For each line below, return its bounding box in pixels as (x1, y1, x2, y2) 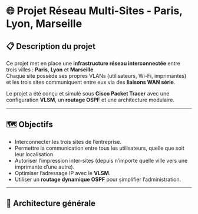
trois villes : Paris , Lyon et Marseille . (6, 66, 95, 73)
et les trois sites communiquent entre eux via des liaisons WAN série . (6, 78, 176, 85)
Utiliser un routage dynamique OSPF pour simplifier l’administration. (14, 176, 181, 183)
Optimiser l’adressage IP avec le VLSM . (14, 169, 111, 176)
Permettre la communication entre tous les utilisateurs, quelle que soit (14, 144, 184, 152)
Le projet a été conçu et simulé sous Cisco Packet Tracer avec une (6, 90, 170, 97)
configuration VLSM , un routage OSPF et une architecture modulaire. (6, 96, 175, 103)
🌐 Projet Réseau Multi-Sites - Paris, (6, 4, 183, 18)
